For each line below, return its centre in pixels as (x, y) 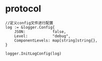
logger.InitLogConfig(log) (33, 53)
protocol (23, 9)
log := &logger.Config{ (30, 27)
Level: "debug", (42, 36)
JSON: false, (40, 31)
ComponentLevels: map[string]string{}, (56, 40)
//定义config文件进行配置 (29, 23)
